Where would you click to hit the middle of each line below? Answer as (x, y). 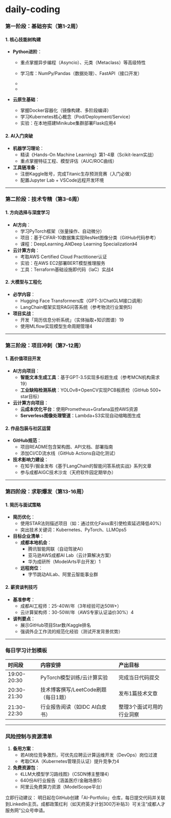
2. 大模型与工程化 (24, 282)
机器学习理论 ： (28, 148)
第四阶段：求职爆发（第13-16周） (46, 492)
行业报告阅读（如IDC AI (68, 707)
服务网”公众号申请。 (26, 810)
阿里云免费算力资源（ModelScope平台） (63, 787)
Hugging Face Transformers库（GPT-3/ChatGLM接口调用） (83, 301)
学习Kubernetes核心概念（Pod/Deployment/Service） (77, 117)
